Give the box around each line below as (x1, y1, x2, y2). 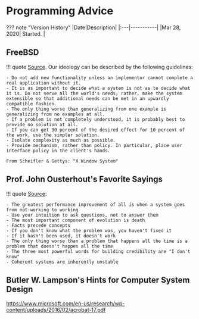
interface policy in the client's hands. (6, 148, 111, 154)
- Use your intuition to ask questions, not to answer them (6, 212, 159, 218)
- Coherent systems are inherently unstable (6, 259, 119, 265)
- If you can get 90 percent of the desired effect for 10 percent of (6, 127, 185, 133)
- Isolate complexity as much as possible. (6, 137, 116, 143)
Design (6, 284, 33, 294)
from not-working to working (6, 207, 79, 212)
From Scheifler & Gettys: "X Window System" (6, 158, 119, 164)
